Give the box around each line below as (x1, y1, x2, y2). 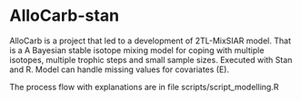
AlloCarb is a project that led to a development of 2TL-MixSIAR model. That (9, 35, 291, 46)
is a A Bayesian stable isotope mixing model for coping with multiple (9, 44, 265, 55)
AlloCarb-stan (9, 5, 120, 26)
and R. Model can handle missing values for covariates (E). (9, 64, 230, 75)
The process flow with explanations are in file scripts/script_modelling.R (9, 81, 279, 92)
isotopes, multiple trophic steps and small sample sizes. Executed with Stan (9, 54, 293, 65)
